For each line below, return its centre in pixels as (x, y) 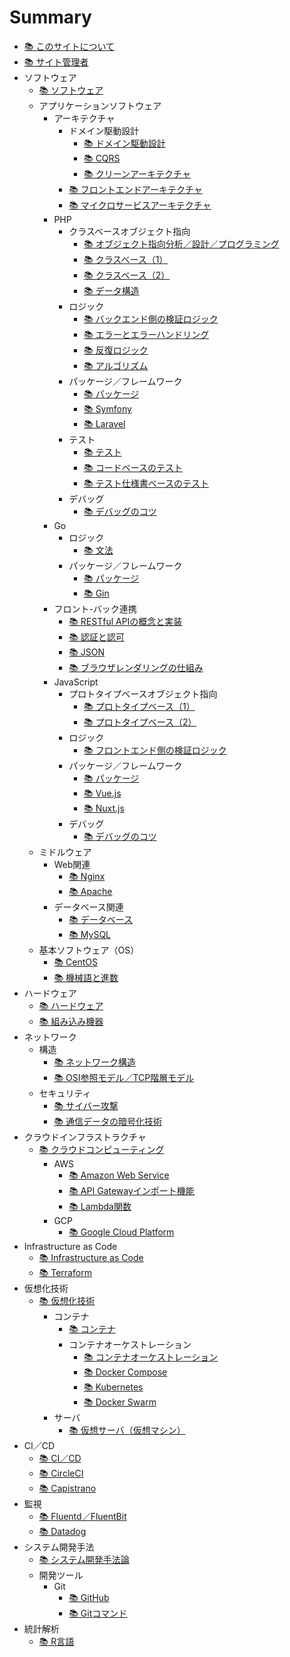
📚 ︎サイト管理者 (56, 62)
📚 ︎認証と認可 (96, 637)
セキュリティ (65, 1093)
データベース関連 (88, 907)
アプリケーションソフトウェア (100, 105)
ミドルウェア (65, 852)
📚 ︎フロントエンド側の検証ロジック (155, 750)
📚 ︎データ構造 (111, 290)
